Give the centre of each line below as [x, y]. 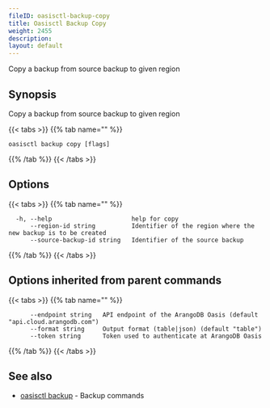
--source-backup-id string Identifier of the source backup [137, 240]
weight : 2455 [30, 31]
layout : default [36, 46]
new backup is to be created [57, 233]
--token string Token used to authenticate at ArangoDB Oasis [146, 336]
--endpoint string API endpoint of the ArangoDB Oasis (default [144, 315]
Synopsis [32, 94]
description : [30, 38]
